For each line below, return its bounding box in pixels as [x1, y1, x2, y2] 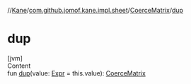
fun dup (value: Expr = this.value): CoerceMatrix [7, 68, 146, 77]
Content [7, 61, 31, 70]
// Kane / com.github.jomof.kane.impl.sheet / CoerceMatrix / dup [7, 6, 184, 14]
